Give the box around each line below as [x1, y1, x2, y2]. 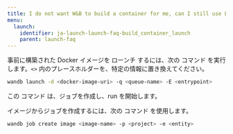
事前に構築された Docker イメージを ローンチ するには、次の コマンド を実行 [7, 56, 226, 65]
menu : [7, 17, 23, 24]
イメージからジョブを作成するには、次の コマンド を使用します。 [7, 107, 193, 115]
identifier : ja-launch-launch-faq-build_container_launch [19, 29, 191, 37]
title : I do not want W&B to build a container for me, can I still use [7, 10, 222, 17]
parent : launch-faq [19, 36, 76, 43]
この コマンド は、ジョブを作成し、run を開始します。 [7, 92, 162, 100]
